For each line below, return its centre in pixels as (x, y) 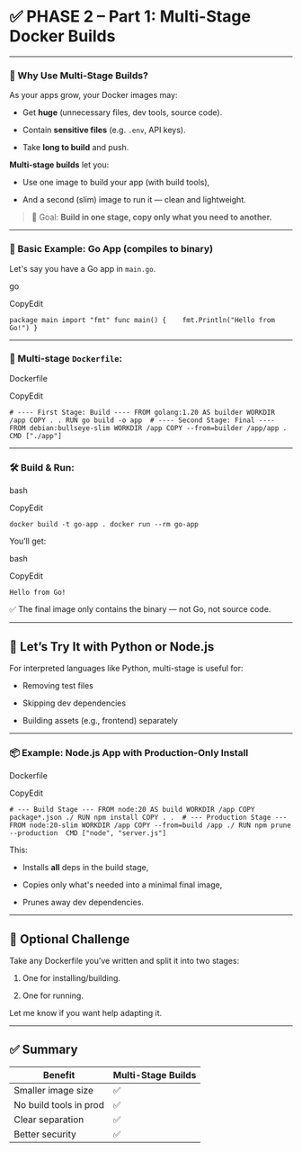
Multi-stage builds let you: (59, 165)
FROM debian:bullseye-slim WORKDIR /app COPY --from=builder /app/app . (148, 428)
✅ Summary (44, 1050)
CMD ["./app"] (36, 436)
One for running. (53, 995)
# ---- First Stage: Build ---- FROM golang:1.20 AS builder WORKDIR (142, 412)
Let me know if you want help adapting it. (86, 1013)
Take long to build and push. (75, 148)
